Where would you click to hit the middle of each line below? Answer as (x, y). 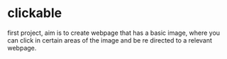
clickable (35, 13)
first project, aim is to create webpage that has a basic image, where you (114, 33)
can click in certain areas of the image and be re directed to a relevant (110, 40)
